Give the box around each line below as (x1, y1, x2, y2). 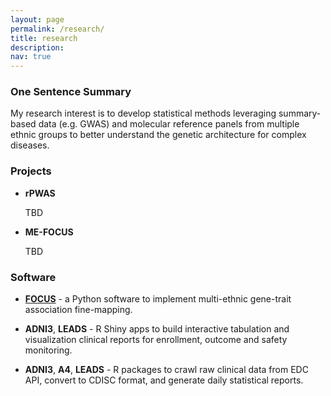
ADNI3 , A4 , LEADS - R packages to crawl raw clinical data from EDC (24, 364, 309, 376)
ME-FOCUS (24, 226, 74, 238)
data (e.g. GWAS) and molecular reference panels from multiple (38, 118, 300, 130)
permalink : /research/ (10, 24, 105, 34)
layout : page (10, 14, 65, 25)
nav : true (10, 52, 52, 62)
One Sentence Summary (10, 85, 132, 99)
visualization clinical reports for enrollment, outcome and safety (24, 334, 288, 346)
